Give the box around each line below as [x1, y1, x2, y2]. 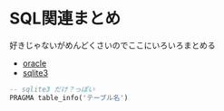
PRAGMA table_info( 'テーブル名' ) [9, 93, 129, 102]
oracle [22, 58, 47, 69]
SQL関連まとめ [9, 8, 121, 29]
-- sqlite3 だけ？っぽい [9, 85, 95, 94]
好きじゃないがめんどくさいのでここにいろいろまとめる [9, 40, 216, 51]
